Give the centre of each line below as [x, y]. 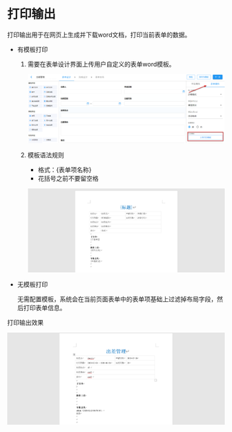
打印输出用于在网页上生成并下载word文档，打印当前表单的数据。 [99, 35]
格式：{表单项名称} [65, 170]
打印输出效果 [25, 322]
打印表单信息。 [45, 307]
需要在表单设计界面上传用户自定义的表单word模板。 [101, 64]
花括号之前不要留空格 [68, 179]
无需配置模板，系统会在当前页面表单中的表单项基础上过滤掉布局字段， [117, 299]
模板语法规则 [46, 155]
